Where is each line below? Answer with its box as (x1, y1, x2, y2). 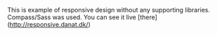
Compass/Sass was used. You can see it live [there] (7, 13, 158, 21)
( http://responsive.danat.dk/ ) (7, 21, 91, 28)
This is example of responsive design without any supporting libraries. (7, 6, 211, 14)
